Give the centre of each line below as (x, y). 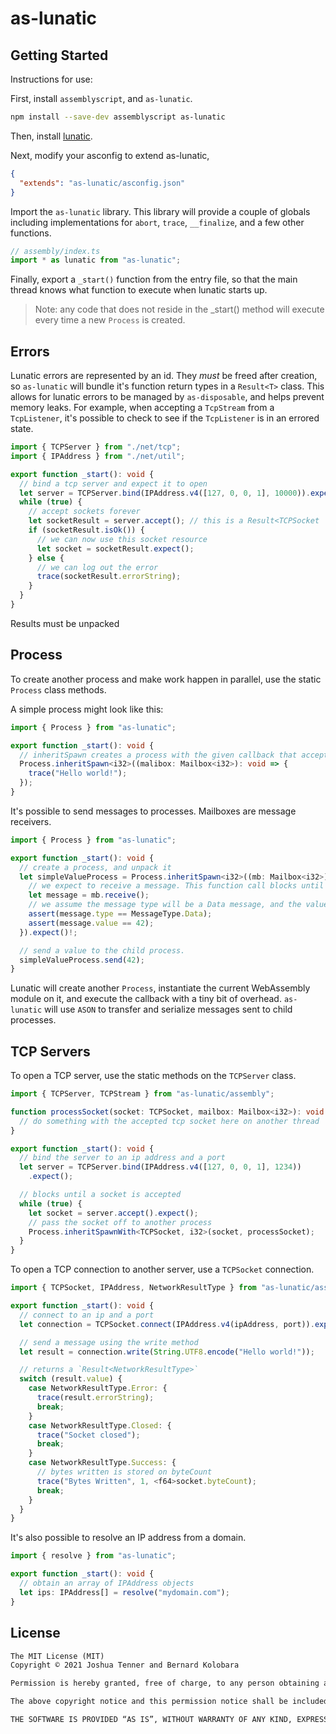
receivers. (31, 821)
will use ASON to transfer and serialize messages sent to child (168, 1009)
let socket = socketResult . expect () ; (115, 548)
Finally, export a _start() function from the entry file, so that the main (154, 279)
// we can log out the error (97, 567)
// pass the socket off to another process (120, 1222)
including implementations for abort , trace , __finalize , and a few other (157, 222)
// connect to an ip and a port (87, 1315)
